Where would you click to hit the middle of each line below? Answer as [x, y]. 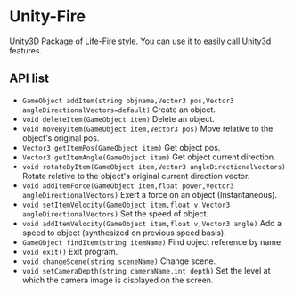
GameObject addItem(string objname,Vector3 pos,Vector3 [128, 101]
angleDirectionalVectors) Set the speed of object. [115, 213]
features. [26, 50]
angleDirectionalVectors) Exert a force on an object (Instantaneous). [150, 194]
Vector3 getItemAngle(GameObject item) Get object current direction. [149, 157]
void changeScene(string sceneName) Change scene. [119, 261]
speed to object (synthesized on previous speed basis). [124, 233]
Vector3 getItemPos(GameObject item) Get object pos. [121, 147]
